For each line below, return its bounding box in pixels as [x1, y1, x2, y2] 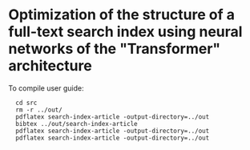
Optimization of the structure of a [8, 6, 235, 24]
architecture [8, 57, 92, 75]
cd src [15, 99, 38, 107]
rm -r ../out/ [15, 106, 62, 114]
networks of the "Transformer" [8, 40, 221, 58]
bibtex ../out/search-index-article [15, 120, 138, 128]
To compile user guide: [8, 83, 84, 93]
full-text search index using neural [8, 22, 243, 41]
